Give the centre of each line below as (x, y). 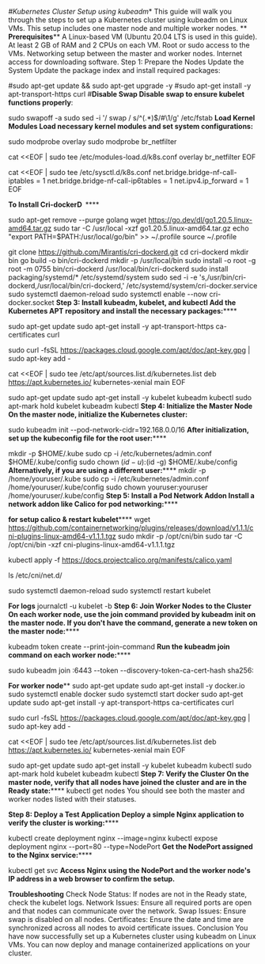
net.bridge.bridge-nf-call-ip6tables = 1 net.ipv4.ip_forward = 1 (148, 181)
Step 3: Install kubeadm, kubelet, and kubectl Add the (146, 303)
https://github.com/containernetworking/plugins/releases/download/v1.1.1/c (131, 528)
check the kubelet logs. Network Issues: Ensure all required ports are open (130, 903)
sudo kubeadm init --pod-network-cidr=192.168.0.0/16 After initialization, (129, 430)
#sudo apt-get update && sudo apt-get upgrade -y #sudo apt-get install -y (130, 86)
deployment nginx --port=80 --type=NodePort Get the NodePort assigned (131, 846)
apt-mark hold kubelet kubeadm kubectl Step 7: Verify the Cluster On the (129, 774)
